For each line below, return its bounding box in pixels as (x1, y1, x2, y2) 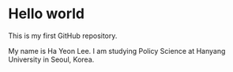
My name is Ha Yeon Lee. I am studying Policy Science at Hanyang (8, 46, 226, 55)
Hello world (8, 5, 85, 23)
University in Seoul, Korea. (8, 55, 95, 64)
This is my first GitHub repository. (8, 31, 118, 40)
